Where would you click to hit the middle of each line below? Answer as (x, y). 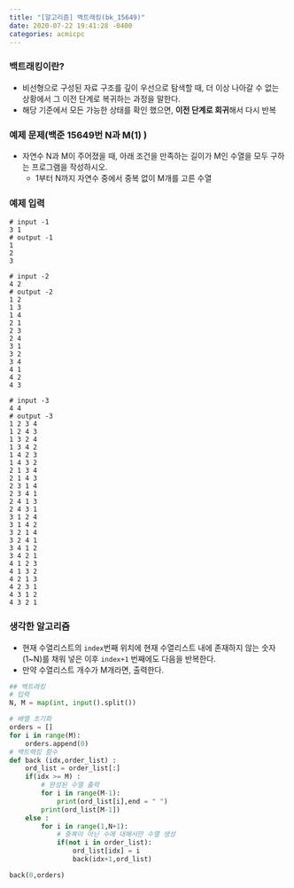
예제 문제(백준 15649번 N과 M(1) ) (78, 135)
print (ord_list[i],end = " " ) (112, 801)
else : (37, 818)
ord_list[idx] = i (106, 851)
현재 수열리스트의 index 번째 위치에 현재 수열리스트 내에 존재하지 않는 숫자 (149, 648)
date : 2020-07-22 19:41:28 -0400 (71, 26)
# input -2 (29, 277)
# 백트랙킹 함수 (34, 752)
